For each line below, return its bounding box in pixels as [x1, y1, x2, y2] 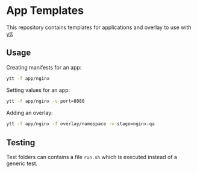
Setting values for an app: [6, 86, 70, 94]
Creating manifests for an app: [6, 64, 82, 71]
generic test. [6, 160, 38, 167]
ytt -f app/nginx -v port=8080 [6, 98, 85, 104]
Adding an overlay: [6, 109, 53, 116]
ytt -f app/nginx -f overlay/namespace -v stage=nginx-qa [6, 120, 155, 127]
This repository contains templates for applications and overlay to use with [6, 24, 192, 31]
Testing [6, 137, 36, 148]
